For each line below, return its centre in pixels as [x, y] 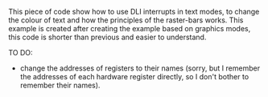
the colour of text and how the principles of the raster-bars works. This [126, 20]
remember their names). [60, 85]
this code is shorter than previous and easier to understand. [107, 37]
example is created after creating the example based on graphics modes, [130, 28]
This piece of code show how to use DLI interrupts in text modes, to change [134, 12]
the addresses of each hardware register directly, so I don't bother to [134, 77]
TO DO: [21, 53]
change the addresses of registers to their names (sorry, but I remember [140, 68]
